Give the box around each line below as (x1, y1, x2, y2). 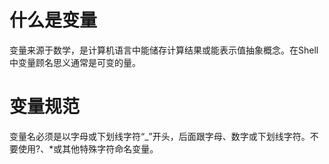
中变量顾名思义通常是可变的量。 (9, 56, 141, 68)
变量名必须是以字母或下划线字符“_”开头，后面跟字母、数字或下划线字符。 (9, 130, 311, 142)
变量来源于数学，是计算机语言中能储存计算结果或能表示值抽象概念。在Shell (9, 44, 319, 56)
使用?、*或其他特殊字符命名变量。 (17, 142, 159, 155)
